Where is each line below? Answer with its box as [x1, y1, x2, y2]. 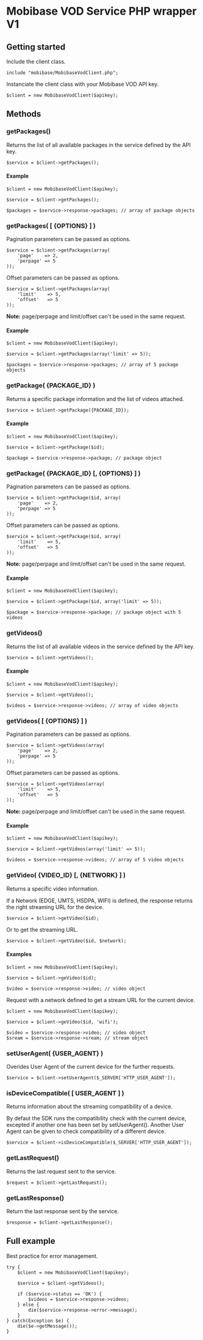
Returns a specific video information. [6, 885, 99, 892]
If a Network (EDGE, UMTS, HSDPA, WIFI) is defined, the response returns [6, 897, 193, 904]
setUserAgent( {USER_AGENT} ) [6, 1049, 104, 1057]
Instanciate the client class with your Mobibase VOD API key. [6, 81, 159, 88]
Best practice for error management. [6, 1252, 98, 1259]
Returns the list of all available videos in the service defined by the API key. [6, 643, 195, 650]
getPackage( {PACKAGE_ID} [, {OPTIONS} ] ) [6, 469, 141, 477]
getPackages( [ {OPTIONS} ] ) [6, 222, 96, 230]
